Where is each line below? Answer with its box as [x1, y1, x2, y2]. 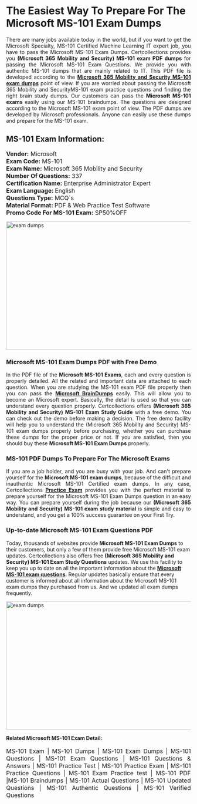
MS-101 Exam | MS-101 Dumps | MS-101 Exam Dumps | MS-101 [6, 747, 191, 755]
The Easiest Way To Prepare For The [6, 4, 186, 18]
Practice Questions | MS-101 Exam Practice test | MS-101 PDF [6, 769, 191, 777]
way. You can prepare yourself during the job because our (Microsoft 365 [6, 499, 191, 506]
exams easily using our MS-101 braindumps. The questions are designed [6, 98, 191, 105]
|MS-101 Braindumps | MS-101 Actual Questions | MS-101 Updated [6, 776, 191, 785]
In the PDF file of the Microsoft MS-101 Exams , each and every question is [6, 371, 192, 378]
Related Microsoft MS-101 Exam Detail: [6, 734, 103, 741]
